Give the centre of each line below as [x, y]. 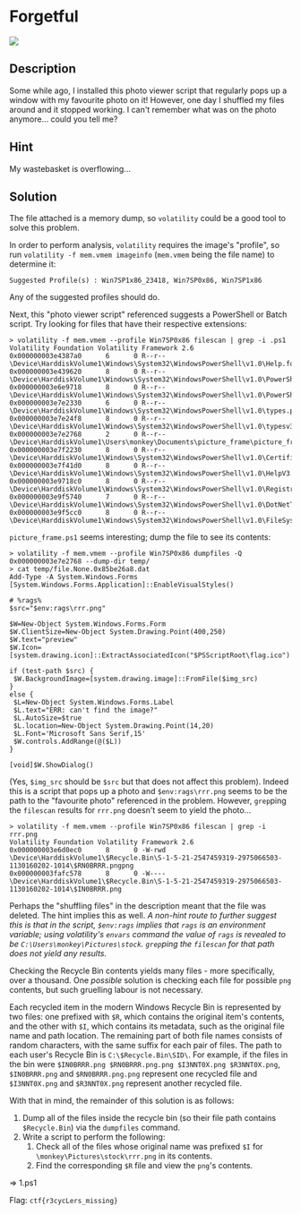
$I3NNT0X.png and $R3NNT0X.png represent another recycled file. [126, 1083]
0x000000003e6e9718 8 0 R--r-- [88, 388]
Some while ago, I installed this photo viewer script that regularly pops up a [148, 90]
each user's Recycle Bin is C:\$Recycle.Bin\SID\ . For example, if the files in [149, 1055]
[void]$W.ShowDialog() [52, 765]
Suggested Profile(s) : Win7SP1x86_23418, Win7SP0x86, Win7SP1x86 [136, 281]
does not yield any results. [58, 953]
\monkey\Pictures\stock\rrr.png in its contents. [124, 1156]
